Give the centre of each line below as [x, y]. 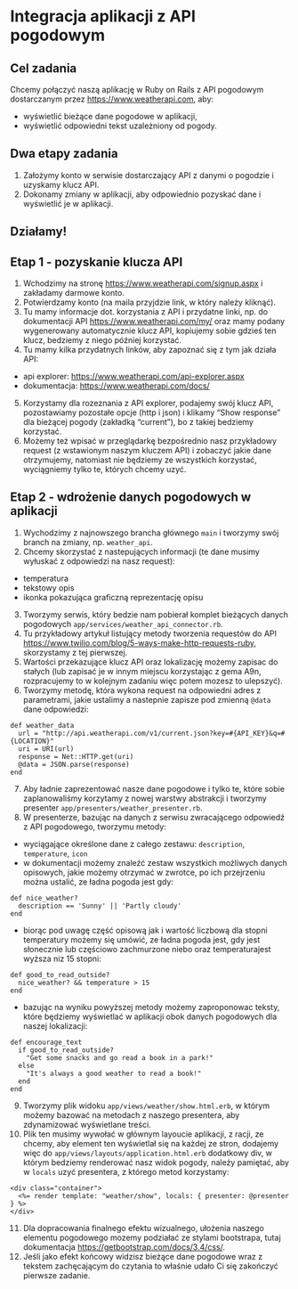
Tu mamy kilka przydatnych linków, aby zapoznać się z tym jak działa [149, 350]
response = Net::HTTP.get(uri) [76, 756]
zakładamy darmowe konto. [74, 293]
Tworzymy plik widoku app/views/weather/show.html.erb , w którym [146, 1105]
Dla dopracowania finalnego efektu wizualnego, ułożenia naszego [144, 1228]
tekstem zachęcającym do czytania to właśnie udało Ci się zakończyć [151, 1266]
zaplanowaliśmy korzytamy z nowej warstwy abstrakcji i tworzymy [145, 798]
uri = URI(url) [46, 749]
